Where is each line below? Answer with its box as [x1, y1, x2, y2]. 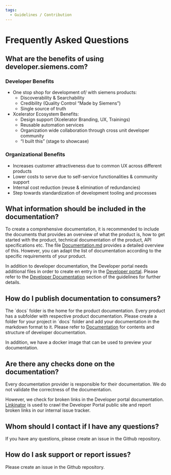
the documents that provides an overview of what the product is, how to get [5, 231, 165, 237]
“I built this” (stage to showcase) [20, 138, 89, 145]
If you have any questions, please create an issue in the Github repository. [5, 435, 161, 442]
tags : [5, 7, 17, 13]
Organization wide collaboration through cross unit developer [20, 127, 150, 133]
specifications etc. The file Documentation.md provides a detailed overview [5, 242, 164, 248]
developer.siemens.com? [5, 62, 88, 72]
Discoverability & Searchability [20, 95, 85, 101]
